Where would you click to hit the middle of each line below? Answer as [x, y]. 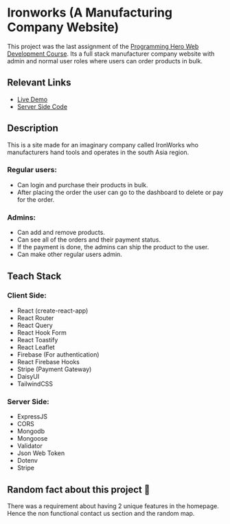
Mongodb [31, 431]
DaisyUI [28, 376]
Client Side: [27, 295]
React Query [35, 325]
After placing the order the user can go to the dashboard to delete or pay [120, 192]
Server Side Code [42, 106]
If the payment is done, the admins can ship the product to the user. [113, 247]
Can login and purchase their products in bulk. [83, 185]
